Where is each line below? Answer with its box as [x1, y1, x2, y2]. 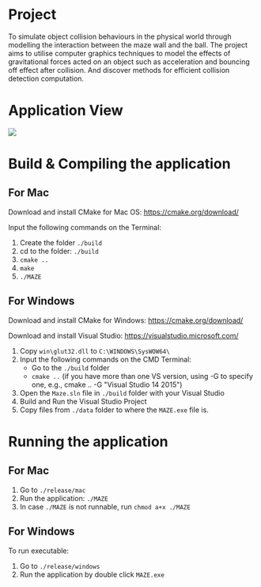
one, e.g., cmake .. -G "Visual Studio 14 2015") [31, 380, 183, 389]
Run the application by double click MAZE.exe [19, 570, 165, 579]
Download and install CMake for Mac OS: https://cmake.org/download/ [8, 207, 239, 217]
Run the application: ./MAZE [19, 493, 108, 503]
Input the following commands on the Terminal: [8, 222, 162, 232]
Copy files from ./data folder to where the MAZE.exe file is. [19, 405, 210, 415]
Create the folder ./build [19, 237, 103, 247]
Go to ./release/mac [19, 485, 86, 494]
